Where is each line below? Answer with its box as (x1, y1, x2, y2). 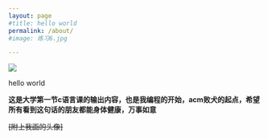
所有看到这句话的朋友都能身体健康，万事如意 (8, 105, 157, 115)
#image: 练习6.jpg (8, 34, 68, 43)
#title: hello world (8, 19, 78, 27)
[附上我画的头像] (8, 122, 64, 132)
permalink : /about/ (8, 27, 74, 35)
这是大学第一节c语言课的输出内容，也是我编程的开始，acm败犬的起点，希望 (8, 95, 260, 104)
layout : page (8, 11, 52, 20)
